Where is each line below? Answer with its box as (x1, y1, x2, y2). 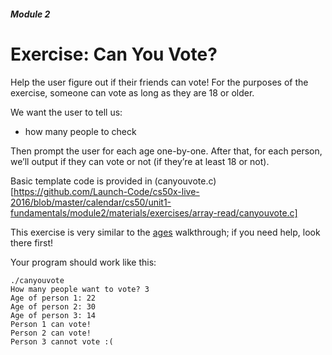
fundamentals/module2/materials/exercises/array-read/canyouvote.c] (10, 206, 298, 219)
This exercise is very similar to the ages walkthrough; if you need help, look (10, 226, 321, 238)
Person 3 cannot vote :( (10, 336, 114, 347)
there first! (10, 236, 53, 249)
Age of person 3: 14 (10, 310, 97, 320)
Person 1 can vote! (10, 319, 92, 329)
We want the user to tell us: (10, 106, 123, 118)
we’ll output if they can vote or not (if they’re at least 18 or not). (10, 155, 270, 167)
